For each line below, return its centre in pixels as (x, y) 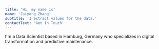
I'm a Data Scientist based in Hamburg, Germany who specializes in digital (80, 37)
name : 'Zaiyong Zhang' (28, 14)
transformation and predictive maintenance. (49, 42)
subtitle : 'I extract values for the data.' (51, 18)
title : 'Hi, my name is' (30, 9)
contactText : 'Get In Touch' (35, 23)
